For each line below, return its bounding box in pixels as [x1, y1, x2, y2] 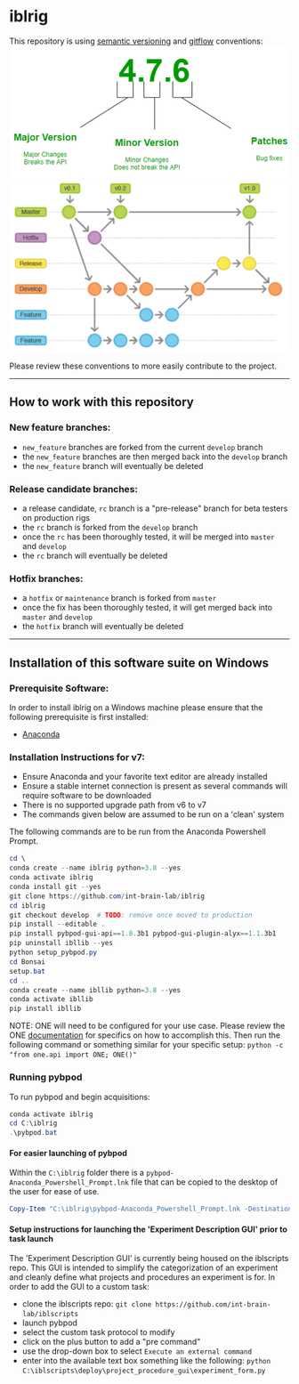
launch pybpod [21, 1317, 78, 1328]
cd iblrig [9, 901, 46, 910]
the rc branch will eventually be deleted [21, 550, 168, 562]
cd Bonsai [9, 957, 46, 967]
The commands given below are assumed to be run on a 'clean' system [21, 809, 285, 820]
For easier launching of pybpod [9, 1147, 127, 1158]
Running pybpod [9, 1071, 83, 1083]
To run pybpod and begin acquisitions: [9, 1091, 150, 1102]
